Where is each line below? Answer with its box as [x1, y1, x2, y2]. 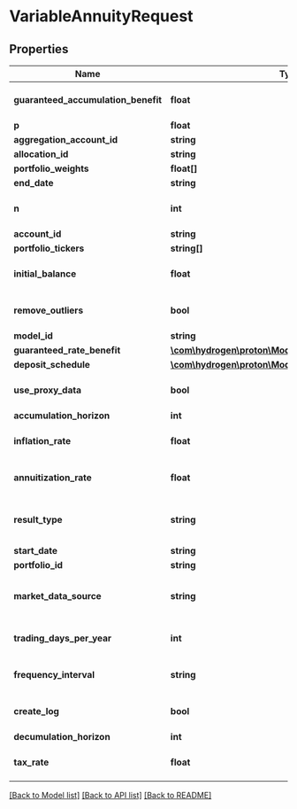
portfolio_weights [13, 162, 90, 175]
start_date [13, 545, 58, 556]
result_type [13, 514, 64, 525]
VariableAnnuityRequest [9, 6, 194, 27]
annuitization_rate [13, 471, 93, 484]
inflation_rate [13, 435, 72, 447]
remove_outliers [13, 304, 84, 316]
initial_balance [13, 268, 77, 280]
